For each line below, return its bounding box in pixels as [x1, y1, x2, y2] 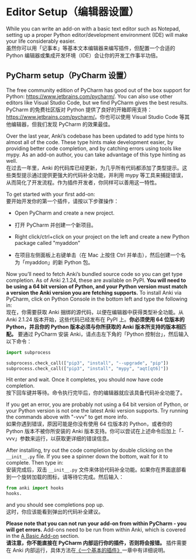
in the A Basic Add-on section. [6, 533, 80, 540]
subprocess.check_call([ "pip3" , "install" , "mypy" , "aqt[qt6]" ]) [6, 366, 169, 371]
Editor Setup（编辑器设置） [6, 5, 139, 19]
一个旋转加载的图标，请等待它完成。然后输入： [11, 473, 124, 480]
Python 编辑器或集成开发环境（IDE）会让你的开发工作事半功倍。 [6, 52, 161, 59]
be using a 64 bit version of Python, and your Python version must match [6, 282, 188, 290]
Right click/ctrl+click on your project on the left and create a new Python [14, 233, 190, 240]
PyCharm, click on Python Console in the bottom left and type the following [6, 295, 188, 302]
